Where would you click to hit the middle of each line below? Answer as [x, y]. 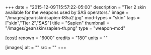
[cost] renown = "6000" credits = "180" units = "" [57, 38]
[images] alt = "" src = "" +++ [36, 47]
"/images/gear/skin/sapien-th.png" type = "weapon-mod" [65, 28]
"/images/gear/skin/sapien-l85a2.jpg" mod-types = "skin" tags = [72, 18]
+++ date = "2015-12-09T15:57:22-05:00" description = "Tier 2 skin [75, 7]
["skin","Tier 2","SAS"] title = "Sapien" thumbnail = [57, 23]
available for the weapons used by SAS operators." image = [67, 12]
